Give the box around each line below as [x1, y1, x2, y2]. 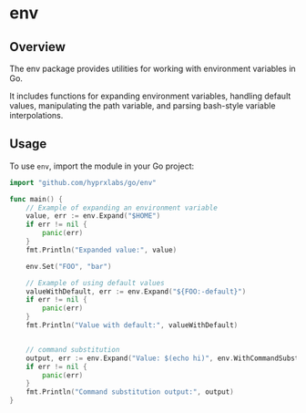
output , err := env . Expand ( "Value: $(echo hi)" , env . [25, 354, 234, 363]
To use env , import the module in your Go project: [9, 160, 195, 171]
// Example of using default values [25, 278, 166, 287]
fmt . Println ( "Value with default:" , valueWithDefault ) [25, 321, 239, 330]
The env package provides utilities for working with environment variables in [9, 63, 296, 74]
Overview [9, 39, 66, 55]
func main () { [9, 194, 64, 203]
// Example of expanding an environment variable [25, 203, 219, 212]
